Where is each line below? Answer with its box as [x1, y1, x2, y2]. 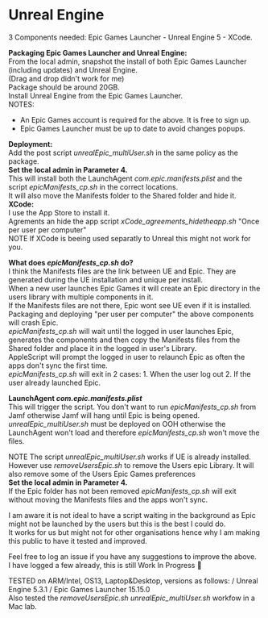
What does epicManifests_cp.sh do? [8, 257, 134, 267]
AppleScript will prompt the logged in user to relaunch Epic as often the [8, 352, 245, 361]
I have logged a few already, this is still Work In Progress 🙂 [8, 560, 203, 570]
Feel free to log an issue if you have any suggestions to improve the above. [8, 551, 258, 562]
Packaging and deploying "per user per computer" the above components [8, 309, 254, 319]
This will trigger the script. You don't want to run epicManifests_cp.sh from [8, 402, 256, 411]
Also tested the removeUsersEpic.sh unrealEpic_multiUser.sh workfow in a [8, 593, 256, 603]
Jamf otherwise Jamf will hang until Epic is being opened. [8, 410, 200, 420]
